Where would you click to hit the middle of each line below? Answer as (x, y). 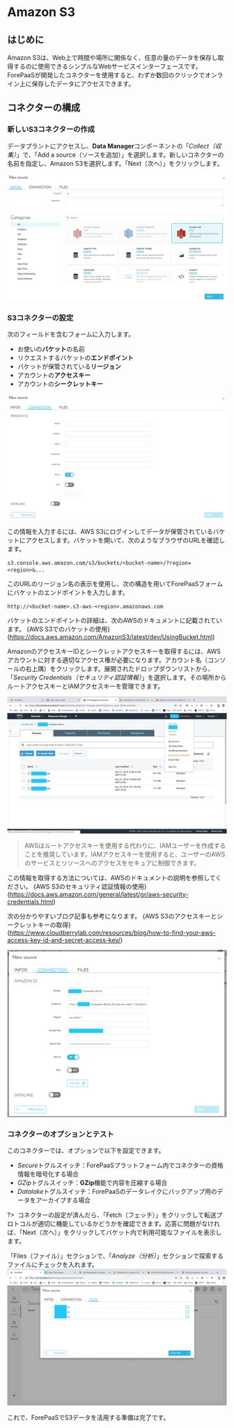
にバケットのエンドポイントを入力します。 (68, 592)
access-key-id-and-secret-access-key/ (64, 940)
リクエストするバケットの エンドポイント (75, 358)
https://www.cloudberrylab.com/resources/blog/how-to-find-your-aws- (112, 932)
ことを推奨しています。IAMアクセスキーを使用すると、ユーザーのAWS (125, 854)
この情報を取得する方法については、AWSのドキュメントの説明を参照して (111, 877)
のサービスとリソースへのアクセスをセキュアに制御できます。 (112, 863)
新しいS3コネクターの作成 (51, 130)
